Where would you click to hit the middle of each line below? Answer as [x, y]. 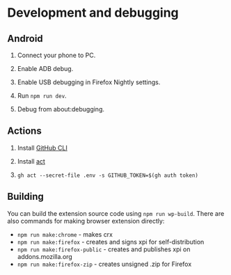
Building [25, 197]
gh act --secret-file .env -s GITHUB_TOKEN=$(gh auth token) [108, 175]
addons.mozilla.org [45, 256]
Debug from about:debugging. [61, 109]
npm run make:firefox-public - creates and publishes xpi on [104, 249]
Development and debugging [93, 13]
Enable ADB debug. [45, 69]
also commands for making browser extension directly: [86, 221]
